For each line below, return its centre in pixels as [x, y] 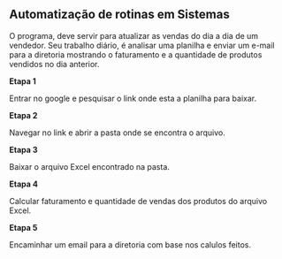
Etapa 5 [23, 227]
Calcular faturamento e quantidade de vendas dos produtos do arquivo [138, 201]
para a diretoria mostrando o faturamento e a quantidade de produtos [136, 54]
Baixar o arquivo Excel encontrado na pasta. [90, 166]
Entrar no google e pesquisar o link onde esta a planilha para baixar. [133, 98]
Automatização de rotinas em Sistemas [119, 15]
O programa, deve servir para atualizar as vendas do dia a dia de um [134, 35]
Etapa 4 [23, 184]
